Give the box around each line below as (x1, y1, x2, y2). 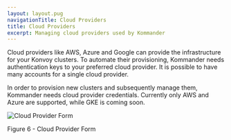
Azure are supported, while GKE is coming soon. (7, 98, 145, 107)
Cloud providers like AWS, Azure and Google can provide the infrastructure (7, 48, 221, 57)
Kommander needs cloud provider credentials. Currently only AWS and (7, 91, 210, 99)
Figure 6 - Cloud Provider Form (7, 125, 96, 133)
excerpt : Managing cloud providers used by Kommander (7, 29, 166, 37)
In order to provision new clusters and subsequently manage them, (7, 83, 198, 92)
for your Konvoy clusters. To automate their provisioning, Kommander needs (7, 56, 225, 64)
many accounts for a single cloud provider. (7, 70, 129, 79)
